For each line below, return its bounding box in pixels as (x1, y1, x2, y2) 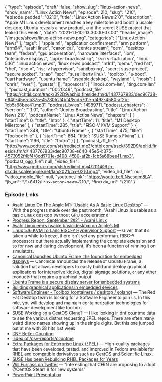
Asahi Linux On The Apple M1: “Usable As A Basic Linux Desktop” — (12, 202, 148, 208)
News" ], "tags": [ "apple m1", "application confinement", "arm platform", (5, 40, 149, 46)
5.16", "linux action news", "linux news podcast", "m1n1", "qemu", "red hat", (5, 61, 153, 66)
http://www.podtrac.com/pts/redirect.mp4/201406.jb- (7, 164, 115, 169)
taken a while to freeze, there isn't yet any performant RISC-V (12, 233, 135, 239)
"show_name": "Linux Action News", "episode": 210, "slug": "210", (5, 9, 136, 15)
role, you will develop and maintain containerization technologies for (12, 300, 148, 306)
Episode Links (5, 191, 39, 198)
